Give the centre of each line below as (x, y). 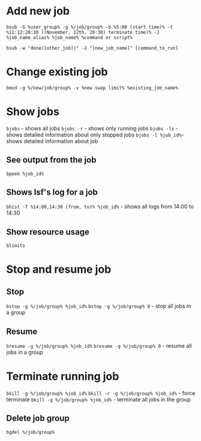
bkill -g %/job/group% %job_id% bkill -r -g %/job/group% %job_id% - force (101, 393)
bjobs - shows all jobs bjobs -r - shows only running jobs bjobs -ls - (92, 128)
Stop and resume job (59, 269)
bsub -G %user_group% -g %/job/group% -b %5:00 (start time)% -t (89, 27)
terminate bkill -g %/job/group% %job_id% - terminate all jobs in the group (98, 400)
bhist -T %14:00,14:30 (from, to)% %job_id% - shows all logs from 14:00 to (100, 207)
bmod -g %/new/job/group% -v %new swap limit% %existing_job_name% (92, 88)
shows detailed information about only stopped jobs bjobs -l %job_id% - (95, 135)
